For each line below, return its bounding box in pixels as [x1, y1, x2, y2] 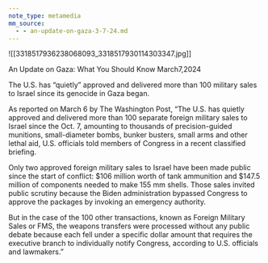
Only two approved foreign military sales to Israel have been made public [8, 163, 252, 173]
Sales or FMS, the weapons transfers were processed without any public [8, 221, 250, 231]
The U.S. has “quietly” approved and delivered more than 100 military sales [8, 80, 258, 90]
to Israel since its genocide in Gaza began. [8, 89, 150, 98]
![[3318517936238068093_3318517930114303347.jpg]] [8, 49, 192, 59]
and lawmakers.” [8, 247, 65, 257]
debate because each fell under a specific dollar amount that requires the [8, 230, 253, 240]
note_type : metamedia [8, 11, 82, 20]
